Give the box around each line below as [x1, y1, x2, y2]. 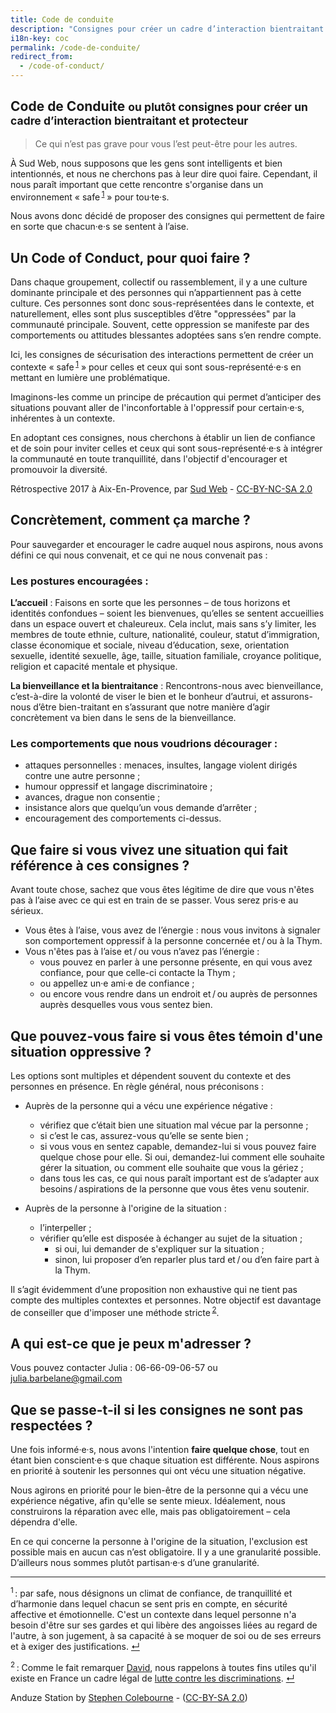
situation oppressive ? [10, 1043, 152, 1060]
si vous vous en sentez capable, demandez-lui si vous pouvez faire [39, 1140, 317, 1152]
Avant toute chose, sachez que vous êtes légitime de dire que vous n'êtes [10, 884, 315, 896]
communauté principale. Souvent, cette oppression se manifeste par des [10, 319, 310, 331]
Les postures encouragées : [10, 574, 149, 588]
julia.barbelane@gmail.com [10, 1372, 123, 1385]
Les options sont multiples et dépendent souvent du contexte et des [10, 1069, 292, 1081]
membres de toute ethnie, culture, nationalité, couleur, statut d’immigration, [10, 629, 320, 641]
